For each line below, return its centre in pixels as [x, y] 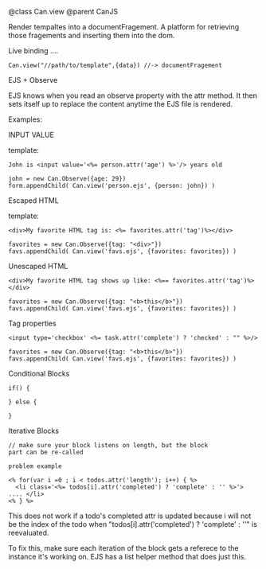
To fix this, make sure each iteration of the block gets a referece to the [123, 548]
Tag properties [33, 323]
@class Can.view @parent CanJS [63, 12]
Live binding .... [33, 51]
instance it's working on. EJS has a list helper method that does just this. [127, 557]
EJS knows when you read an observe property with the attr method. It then [133, 95]
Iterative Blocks [34, 431]
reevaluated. [29, 533]
